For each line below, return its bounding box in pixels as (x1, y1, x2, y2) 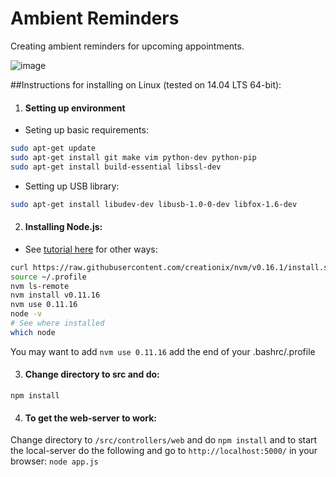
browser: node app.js (10, 455, 99, 467)
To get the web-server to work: (24, 412, 158, 424)
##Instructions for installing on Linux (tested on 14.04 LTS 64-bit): (10, 78, 282, 91)
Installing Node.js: (24, 221, 103, 233)
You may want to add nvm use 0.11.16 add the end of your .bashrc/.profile (10, 345, 316, 357)
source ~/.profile (10, 272, 87, 282)
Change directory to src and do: (24, 368, 160, 381)
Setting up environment (24, 102, 126, 114)
